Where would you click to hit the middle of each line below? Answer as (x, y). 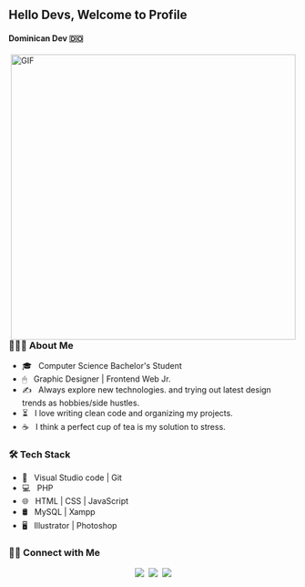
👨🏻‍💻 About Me (41, 345)
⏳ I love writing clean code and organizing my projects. (127, 413)
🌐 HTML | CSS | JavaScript (75, 501)
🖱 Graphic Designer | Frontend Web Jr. (96, 379)
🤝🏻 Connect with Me (55, 553)
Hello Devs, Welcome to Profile (98, 15)
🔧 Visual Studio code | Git (71, 477)
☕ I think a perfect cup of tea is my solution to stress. (124, 426)
